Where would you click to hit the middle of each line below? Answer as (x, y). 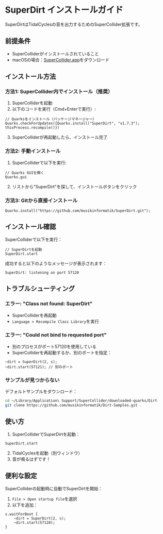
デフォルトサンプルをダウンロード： (41, 392)
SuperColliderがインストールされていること (56, 53)
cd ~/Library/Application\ (32, 401)
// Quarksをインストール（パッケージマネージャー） (51, 119)
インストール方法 (31, 76)
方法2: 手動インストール (33, 151)
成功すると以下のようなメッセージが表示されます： (56, 263)
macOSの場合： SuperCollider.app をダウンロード (61, 60)
